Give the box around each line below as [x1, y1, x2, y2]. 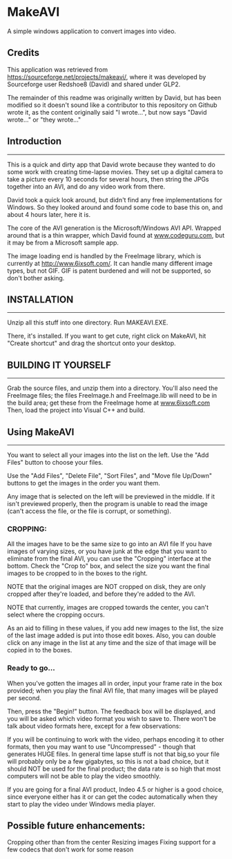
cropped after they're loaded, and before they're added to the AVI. [7, 590, 195, 598]
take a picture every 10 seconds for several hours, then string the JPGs [7, 175, 209, 183]
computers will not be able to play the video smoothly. [7, 771, 161, 780]
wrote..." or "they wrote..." [7, 115, 81, 124]
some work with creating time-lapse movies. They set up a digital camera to [7, 167, 223, 176]
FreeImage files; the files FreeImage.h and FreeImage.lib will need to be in [7, 392, 217, 400]
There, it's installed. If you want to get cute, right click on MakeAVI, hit [7, 332, 206, 340]
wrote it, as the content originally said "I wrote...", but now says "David [7, 108, 207, 116]
